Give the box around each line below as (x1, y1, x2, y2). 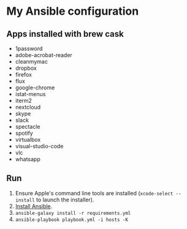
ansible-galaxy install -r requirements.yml (15, 210, 131, 216)
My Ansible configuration (6, 4, 139, 18)
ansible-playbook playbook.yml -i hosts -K (15, 216, 129, 223)
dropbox (15, 64, 37, 72)
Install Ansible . (15, 202, 53, 209)
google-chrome (15, 84, 55, 91)
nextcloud (15, 103, 41, 111)
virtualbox (15, 136, 41, 143)
